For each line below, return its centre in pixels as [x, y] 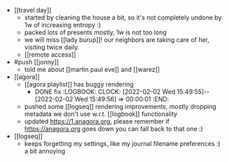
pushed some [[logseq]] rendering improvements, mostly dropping [120, 106]
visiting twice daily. [52, 47]
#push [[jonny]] [36, 62]
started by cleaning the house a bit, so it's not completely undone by [123, 17]
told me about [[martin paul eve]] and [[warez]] [92, 69]
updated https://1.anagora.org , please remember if [97, 121]
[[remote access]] [50, 54]
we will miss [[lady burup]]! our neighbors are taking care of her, [117, 40]
